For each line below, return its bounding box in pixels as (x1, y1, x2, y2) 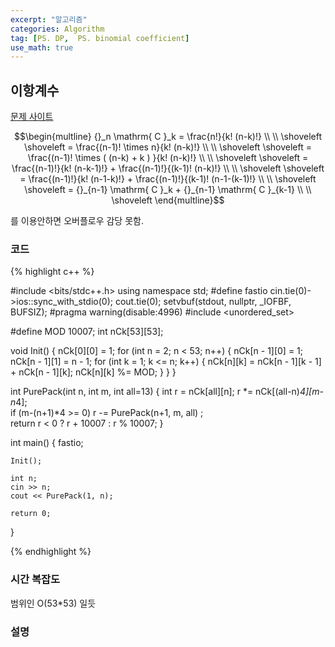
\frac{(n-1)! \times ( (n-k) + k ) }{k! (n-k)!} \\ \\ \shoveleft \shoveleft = (27, 152, 309, 164)
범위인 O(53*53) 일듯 (10, 597, 97, 609)
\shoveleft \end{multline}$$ (111, 194, 225, 206)
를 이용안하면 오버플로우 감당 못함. (10, 215, 144, 227)
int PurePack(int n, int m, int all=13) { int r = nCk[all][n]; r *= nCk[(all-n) (10, 386, 300, 398)
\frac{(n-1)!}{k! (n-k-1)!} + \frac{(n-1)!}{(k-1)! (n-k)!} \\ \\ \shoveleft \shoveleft (11, 162, 325, 175)
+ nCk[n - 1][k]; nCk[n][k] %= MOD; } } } (10, 366, 177, 378)
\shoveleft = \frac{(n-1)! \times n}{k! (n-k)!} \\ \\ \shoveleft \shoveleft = (23, 141, 313, 153)
